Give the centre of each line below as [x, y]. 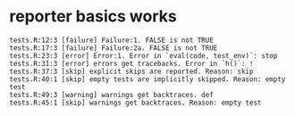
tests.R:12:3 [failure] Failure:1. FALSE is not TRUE [112, 40]
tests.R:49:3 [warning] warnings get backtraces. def [112, 95]
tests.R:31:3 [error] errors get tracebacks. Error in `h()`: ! [131, 63]
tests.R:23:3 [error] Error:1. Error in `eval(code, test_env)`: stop [143, 55]
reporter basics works [93, 17]
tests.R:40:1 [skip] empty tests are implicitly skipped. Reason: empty [147, 79]
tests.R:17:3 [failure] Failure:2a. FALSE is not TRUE [114, 48]
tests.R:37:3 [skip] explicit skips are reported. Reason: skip [131, 71]
